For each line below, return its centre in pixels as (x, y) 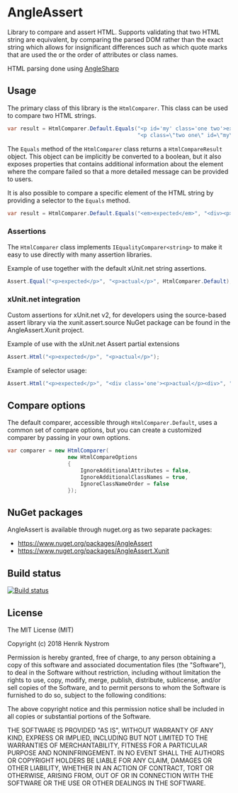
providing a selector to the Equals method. (69, 200)
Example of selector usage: (47, 370)
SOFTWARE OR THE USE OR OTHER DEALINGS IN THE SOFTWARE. (107, 783)
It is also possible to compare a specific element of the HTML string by (110, 193)
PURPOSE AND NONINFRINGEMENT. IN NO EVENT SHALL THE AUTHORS (116, 752)
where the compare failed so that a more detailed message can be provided (118, 171)
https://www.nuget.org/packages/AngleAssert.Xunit (93, 551)
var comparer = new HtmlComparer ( (58, 451)
